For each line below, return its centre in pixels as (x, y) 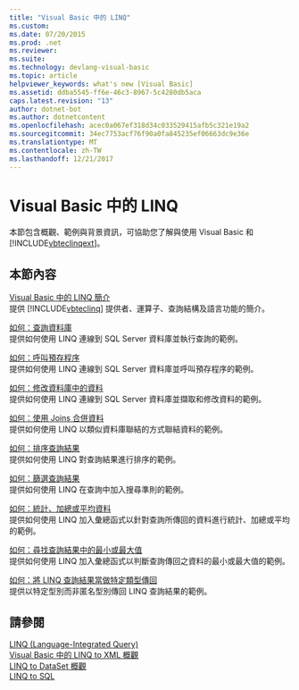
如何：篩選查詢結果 (45, 478)
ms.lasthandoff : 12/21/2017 (62, 159)
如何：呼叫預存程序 (45, 358)
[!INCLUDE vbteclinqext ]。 (57, 243)
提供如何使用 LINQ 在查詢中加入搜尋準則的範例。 (99, 490)
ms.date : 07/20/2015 (48, 34)
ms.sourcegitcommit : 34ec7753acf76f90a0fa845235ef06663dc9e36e (129, 134)
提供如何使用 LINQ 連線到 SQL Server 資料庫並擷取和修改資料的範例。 (137, 400)
